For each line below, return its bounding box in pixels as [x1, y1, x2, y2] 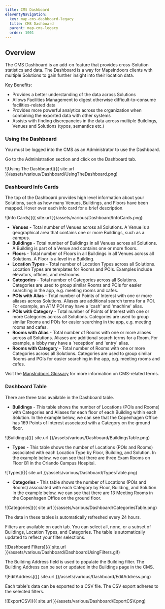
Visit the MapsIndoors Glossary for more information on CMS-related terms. [5, 371, 159, 377]
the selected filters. [5, 588, 44, 594]
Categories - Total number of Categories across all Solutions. [12, 277, 138, 283]
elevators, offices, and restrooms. [12, 272, 81, 278]
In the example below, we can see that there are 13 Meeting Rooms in [12, 490, 153, 496]
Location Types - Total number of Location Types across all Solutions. [12, 261, 156, 267]
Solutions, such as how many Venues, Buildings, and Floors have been [5, 200, 148, 206]
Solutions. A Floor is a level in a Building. [12, 256, 95, 262]
